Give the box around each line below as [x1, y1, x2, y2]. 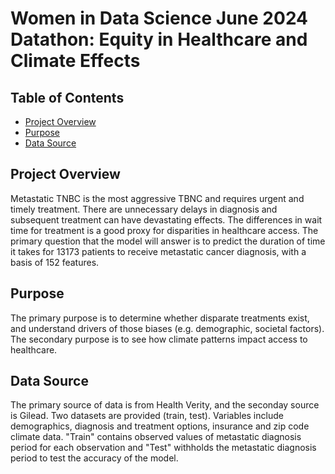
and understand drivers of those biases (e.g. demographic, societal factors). [10, 322, 325, 334]
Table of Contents [10, 89, 125, 106]
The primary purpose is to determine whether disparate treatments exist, [10, 312, 310, 324]
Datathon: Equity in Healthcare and [10, 28, 308, 51]
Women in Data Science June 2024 [10, 7, 309, 30]
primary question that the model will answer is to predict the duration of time [10, 235, 326, 247]
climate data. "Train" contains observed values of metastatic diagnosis [10, 431, 302, 443]
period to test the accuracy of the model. [10, 452, 179, 464]
